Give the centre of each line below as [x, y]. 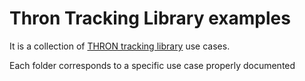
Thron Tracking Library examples [150, 18]
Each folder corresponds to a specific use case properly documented [152, 65]
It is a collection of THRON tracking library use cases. [120, 46]
